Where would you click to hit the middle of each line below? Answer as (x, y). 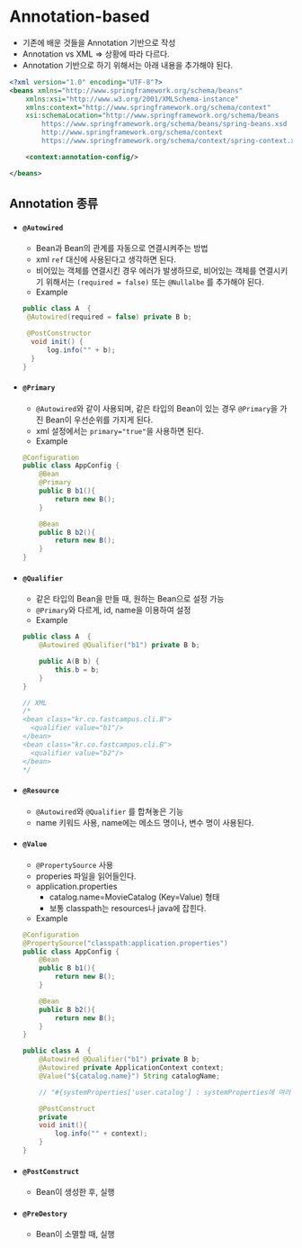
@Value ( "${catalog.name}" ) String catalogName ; (129, 1076)
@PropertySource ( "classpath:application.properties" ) (125, 943)
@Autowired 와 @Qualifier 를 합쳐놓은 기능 (110, 811)
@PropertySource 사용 (75, 864)
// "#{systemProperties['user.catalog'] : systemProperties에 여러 (165, 1092)
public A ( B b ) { (69, 662)
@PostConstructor (59, 334)
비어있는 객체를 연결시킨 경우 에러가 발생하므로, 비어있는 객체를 (146, 271)
